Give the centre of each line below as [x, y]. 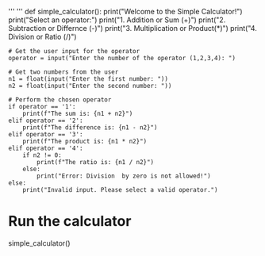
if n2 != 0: [42, 155]
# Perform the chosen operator [60, 100]
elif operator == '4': [46, 148]
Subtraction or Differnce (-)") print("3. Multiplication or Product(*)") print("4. [133, 28]
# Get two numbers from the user [63, 72]
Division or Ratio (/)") [42, 36]
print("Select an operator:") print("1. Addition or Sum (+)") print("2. [117, 20]
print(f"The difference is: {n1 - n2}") [90, 128]
